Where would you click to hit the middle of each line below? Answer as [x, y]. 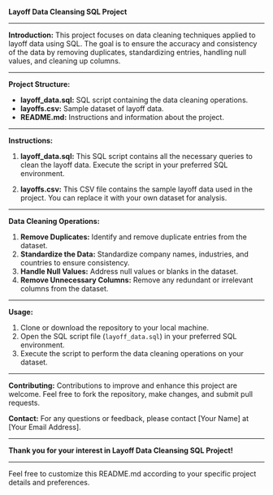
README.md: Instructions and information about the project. [122, 117]
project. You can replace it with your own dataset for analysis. [123, 198]
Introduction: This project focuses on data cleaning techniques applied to [132, 35]
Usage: [21, 312]
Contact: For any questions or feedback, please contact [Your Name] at [129, 418]
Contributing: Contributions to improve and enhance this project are [123, 385]
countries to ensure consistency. [75, 263]
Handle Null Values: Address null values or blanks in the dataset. [129, 271]
